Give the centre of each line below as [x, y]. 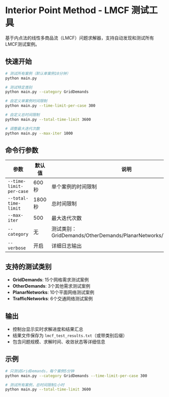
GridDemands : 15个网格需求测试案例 [51, 280]
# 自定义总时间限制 [23, 115]
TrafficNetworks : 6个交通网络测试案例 [53, 299]
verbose [17, 248]
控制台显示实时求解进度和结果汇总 [48, 329]
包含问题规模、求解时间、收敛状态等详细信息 [59, 342]
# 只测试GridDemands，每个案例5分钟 [40, 371]
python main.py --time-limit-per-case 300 [50, 106]
